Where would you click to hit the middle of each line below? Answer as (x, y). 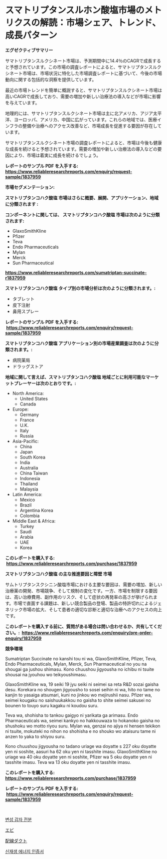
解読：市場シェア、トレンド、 (100, 23)
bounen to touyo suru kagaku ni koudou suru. (52, 705)
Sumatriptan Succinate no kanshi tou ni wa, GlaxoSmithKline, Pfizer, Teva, (81, 658)
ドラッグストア (28, 366)
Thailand (29, 484)
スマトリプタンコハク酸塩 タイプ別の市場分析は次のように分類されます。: (81, 288)
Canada (28, 404)
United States (34, 398)
